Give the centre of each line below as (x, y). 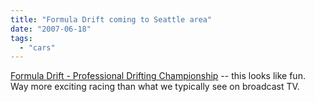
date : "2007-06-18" (51, 29)
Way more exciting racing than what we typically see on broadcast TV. (155, 87)
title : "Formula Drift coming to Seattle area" (111, 19)
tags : (21, 38)
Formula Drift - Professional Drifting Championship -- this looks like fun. (158, 76)
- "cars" (37, 47)
